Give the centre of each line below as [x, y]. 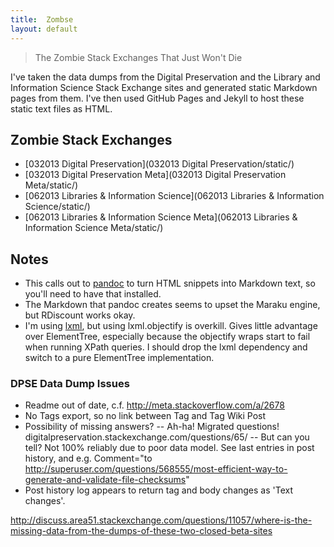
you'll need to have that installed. [93, 294]
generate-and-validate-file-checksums [105, 480]
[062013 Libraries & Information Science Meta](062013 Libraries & [161, 217]
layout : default [44, 29]
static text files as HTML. [61, 108]
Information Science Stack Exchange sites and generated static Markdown [164, 87]
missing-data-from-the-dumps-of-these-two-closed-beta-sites [141, 531]
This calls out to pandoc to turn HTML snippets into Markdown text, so [170, 283]
